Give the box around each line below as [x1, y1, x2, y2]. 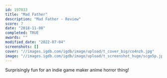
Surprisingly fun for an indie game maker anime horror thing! [5, 67, 129, 73]
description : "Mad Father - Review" [5, 16, 81, 21]
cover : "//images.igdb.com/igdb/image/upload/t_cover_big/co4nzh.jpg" [5, 49, 155, 54]
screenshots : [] [5, 44, 39, 49]
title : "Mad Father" [5, 12, 48, 17]
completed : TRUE [5, 30, 39, 35]
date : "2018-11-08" [5, 26, 46, 31]
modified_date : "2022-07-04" [5, 40, 66, 45]
